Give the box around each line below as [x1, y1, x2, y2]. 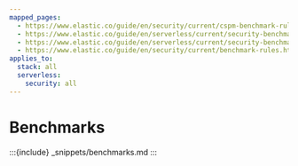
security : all [25, 79, 77, 88]
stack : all [17, 63, 58, 72]
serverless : [17, 71, 62, 80]
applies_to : [9, 54, 53, 63]
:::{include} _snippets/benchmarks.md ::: [9, 146, 158, 157]
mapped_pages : [9, 12, 62, 22]
